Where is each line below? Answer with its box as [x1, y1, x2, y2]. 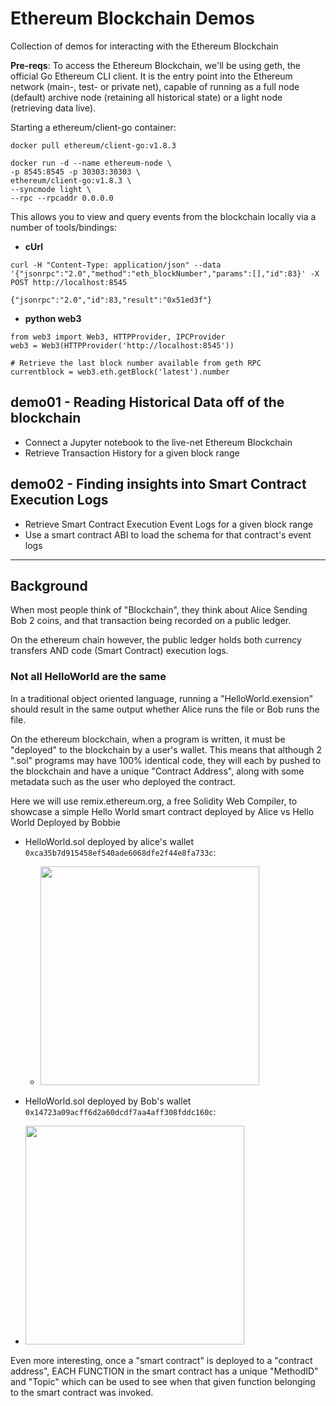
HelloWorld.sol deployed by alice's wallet [24, 835, 195, 847]
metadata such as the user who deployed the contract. [10, 775, 236, 787]
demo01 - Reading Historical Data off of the [10, 394, 285, 411]
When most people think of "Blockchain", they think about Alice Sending [10, 604, 308, 616]
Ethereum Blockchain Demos [10, 7, 255, 30]
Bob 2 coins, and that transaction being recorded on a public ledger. [10, 615, 292, 627]
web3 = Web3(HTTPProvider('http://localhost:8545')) [10, 340, 235, 351]
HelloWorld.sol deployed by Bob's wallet [24, 1095, 192, 1107]
